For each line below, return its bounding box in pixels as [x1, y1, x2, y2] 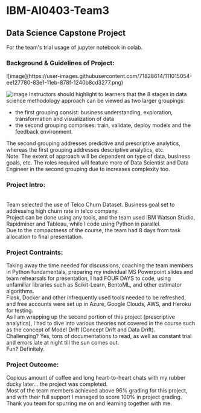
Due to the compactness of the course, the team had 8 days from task [6, 226, 181, 233]
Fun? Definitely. [6, 345, 45, 353]
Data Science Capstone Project [6, 28, 126, 38]
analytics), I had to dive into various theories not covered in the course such [6, 319, 196, 327]
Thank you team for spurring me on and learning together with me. [6, 400, 172, 407]
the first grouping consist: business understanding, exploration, [14, 109, 173, 116]
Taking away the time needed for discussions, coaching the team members [6, 261, 193, 269]
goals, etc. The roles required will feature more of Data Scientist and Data [6, 159, 189, 166]
